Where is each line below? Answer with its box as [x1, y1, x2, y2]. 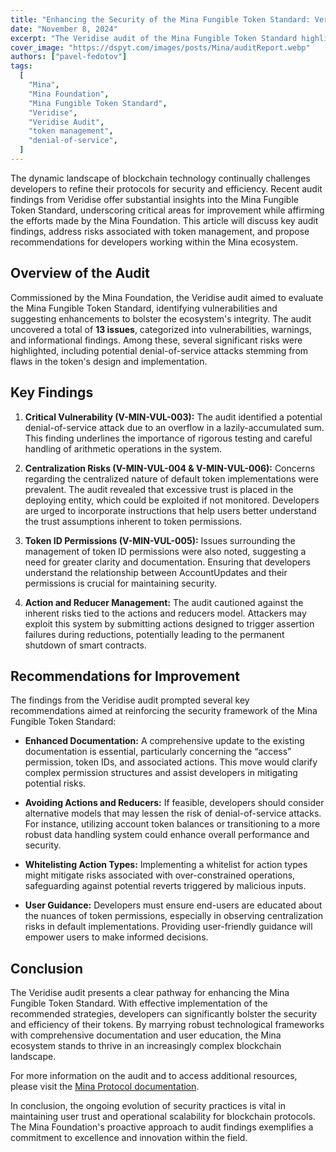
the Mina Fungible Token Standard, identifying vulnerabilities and [10, 302, 278, 314]
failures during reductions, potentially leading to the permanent [24, 628, 285, 640]
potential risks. [24, 777, 87, 790]
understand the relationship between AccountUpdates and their [24, 566, 288, 578]
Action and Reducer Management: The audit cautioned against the [24, 596, 304, 608]
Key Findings [10, 384, 94, 401]
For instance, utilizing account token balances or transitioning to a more [24, 818, 321, 830]
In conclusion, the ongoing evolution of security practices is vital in [10, 1100, 287, 1112]
